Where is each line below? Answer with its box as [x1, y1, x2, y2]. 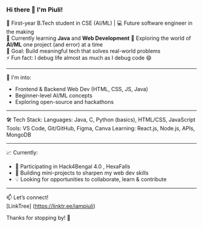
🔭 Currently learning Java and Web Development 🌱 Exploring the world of [6, 34, 192, 42]
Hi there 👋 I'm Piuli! [6, 5, 63, 14]
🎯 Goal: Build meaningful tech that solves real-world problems [6, 48, 161, 55]
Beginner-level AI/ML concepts [14, 92, 92, 99]
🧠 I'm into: [6, 74, 31, 81]
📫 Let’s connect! [6, 194, 49, 201]
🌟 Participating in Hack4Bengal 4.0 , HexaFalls [14, 163, 130, 170]
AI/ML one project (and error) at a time [6, 41, 103, 48]
